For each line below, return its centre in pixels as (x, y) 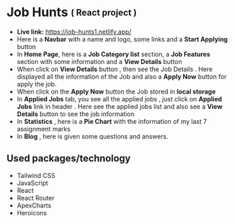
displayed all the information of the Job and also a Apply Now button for (121, 76)
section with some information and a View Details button (99, 61)
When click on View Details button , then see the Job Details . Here (114, 69)
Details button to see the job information (76, 114)
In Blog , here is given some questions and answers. (93, 136)
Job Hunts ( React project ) (72, 12)
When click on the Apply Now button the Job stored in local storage (116, 91)
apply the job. (37, 84)
